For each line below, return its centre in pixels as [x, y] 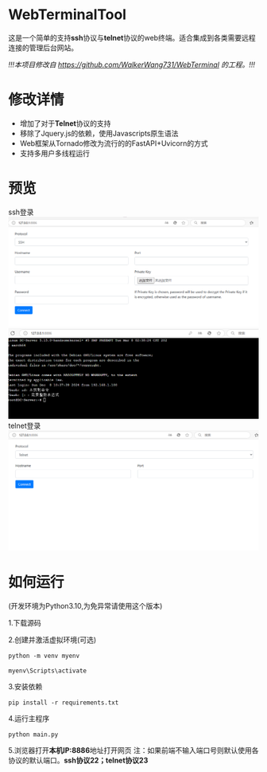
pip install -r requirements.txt [64, 703]
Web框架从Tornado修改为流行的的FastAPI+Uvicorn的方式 [114, 143]
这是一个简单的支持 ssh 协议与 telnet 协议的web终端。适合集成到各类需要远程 [132, 37]
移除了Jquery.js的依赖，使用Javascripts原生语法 [99, 133]
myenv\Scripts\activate [48, 671]
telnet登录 [25, 426]
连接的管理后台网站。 [43, 47]
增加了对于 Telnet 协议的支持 [65, 123]
